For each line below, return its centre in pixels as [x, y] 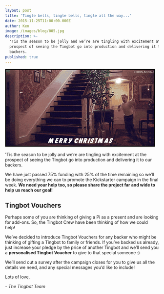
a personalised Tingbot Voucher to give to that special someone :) [72, 253]
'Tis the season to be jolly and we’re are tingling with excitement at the [76, 154]
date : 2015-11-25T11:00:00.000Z [38, 21]
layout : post [18, 10]
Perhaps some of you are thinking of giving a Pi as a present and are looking [82, 217]
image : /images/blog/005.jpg [35, 31]
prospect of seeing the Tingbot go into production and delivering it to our [79, 160]
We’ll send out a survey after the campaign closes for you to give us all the [80, 262]
